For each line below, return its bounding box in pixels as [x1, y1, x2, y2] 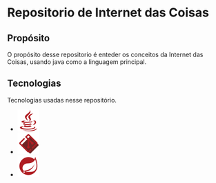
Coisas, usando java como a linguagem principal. [7, 58, 147, 66]
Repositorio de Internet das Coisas [7, 5, 209, 21]
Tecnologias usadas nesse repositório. [7, 96, 117, 104]
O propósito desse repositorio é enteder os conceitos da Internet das [7, 50, 204, 58]
